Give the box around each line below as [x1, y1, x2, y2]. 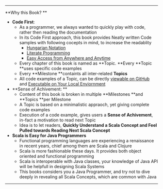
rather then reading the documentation [19, 30, 97, 35]
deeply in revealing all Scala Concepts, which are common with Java [19, 174, 157, 180]
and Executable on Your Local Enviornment [19, 81, 106, 86]
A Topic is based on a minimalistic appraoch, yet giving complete [19, 102, 149, 107]
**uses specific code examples [19, 66, 82, 71]
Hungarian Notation [26, 45, 66, 51]
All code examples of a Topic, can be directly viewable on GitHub [19, 76, 150, 82]
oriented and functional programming [19, 154, 95, 159]
